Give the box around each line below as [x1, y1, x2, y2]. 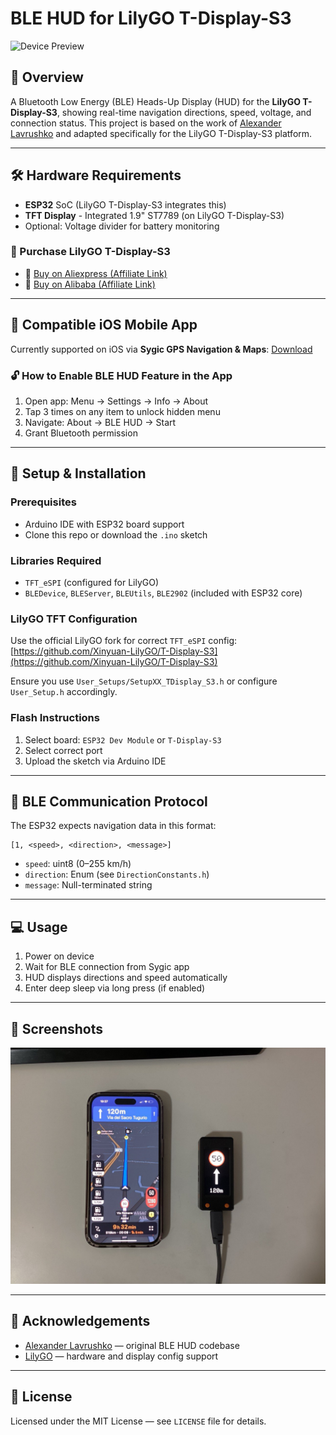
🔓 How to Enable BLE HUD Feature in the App [10, 368, 233, 382]
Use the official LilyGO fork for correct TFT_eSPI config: [10, 635, 238, 647]
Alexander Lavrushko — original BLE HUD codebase [24, 1339, 240, 1351]
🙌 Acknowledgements [10, 1313, 151, 1330]
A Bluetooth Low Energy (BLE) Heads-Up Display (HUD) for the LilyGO [10, 95, 301, 107]
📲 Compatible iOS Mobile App [10, 317, 198, 334]
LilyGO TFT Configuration [10, 612, 138, 626]
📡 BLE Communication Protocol [10, 793, 208, 810]
